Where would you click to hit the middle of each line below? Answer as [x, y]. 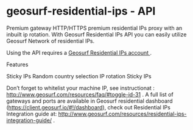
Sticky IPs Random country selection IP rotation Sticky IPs [79, 76]
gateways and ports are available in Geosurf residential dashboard [89, 101]
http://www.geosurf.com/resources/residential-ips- [122, 114]
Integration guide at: [32, 114]
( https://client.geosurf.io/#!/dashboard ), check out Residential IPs [88, 107]
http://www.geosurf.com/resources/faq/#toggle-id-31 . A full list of [90, 94]
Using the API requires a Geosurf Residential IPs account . [79, 52]
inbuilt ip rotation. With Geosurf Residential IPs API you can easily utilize [96, 34]
